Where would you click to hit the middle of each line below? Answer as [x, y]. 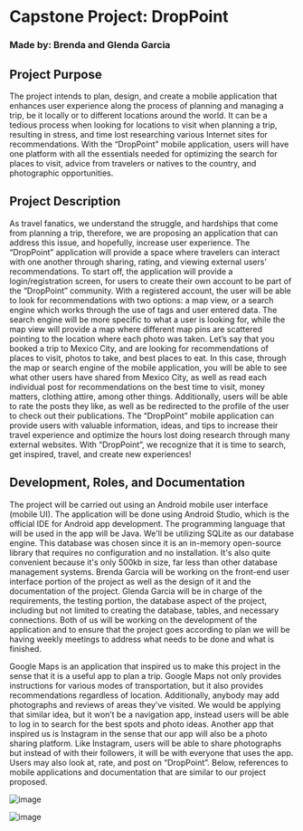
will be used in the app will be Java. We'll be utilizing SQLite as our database [151, 533]
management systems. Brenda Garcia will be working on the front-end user [150, 571]
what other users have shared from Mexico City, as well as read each [138, 377]
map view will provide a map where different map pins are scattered [136, 329]
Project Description [65, 201]
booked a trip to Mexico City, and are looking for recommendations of [139, 348]
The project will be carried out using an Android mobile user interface [139, 504]
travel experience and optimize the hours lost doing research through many [150, 435]
